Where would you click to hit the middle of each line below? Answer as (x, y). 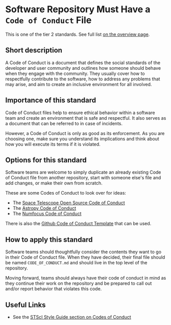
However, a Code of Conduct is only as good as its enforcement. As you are (85, 133)
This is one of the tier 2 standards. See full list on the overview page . (78, 34)
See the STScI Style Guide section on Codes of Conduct (72, 317)
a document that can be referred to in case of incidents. (64, 123)
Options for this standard (46, 160)
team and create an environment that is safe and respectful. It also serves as (86, 118)
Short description (34, 50)
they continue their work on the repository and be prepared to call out (79, 283)
